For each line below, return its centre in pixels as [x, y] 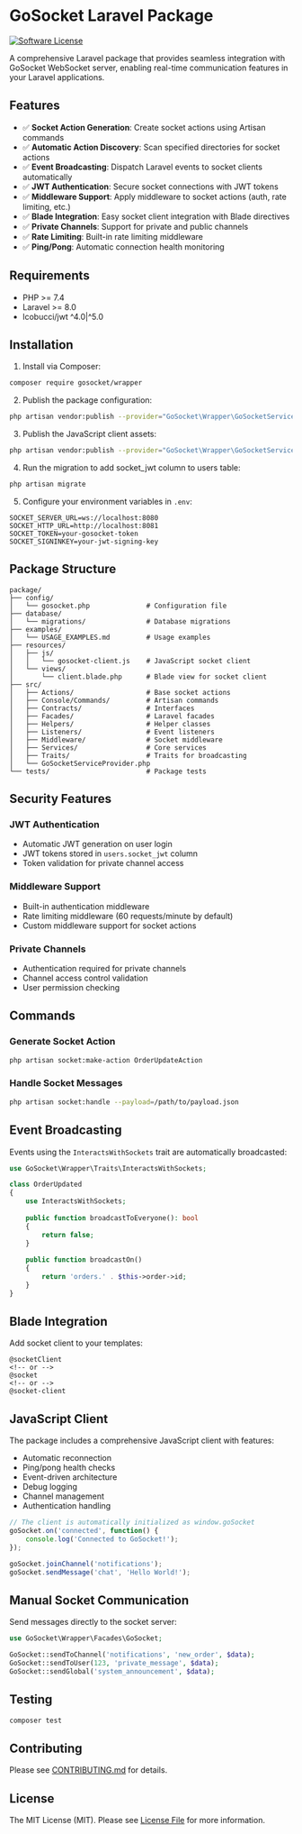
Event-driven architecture [70, 1477]
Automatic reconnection [67, 1458]
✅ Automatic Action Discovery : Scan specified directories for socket [151, 147]
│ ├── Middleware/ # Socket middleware [116, 740]
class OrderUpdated [46, 1185]
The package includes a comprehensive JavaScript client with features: [142, 1441]
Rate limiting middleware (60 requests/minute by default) [128, 916]
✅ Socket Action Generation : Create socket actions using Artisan [144, 127]
